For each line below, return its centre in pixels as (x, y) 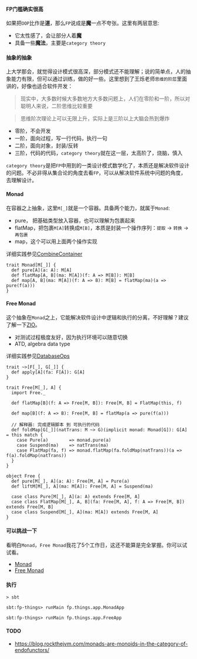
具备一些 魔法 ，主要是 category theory (60, 43)
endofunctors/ (32, 650)
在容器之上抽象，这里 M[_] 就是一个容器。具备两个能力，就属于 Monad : (88, 208)
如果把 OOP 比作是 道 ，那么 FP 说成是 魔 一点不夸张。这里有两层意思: (83, 23)
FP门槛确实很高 (25, 9)
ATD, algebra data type (42, 344)
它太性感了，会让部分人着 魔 (48, 36)
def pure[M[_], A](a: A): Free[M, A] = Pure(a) (71, 481)
